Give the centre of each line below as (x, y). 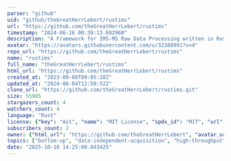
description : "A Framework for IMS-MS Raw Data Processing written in (110, 39)
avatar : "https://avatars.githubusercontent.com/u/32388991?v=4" (102, 45)
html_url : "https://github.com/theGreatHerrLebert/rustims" (95, 71)
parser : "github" (32, 13)
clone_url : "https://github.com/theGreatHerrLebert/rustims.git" (102, 90)
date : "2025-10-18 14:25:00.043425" (59, 147)
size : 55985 (24, 97)
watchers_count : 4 (33, 109)
